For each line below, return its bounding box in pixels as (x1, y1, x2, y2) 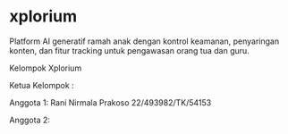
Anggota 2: (9, 114, 51, 125)
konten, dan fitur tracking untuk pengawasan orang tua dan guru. (9, 45, 250, 55)
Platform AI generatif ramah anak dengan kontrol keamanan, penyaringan (9, 36, 280, 46)
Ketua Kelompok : (9, 80, 74, 90)
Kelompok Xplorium (9, 63, 82, 73)
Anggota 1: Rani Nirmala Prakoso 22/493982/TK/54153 (9, 96, 212, 108)
